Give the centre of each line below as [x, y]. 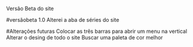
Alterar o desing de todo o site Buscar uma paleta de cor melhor [85, 37]
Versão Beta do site [30, 9]
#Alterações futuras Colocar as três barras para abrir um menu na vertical [97, 31]
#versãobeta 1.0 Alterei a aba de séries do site [63, 20]
